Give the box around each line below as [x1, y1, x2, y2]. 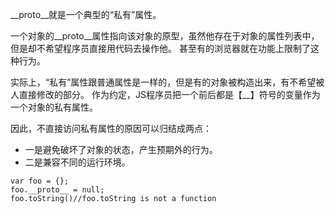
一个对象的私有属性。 [10, 101, 98, 113]
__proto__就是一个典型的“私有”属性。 [10, 9, 162, 20]
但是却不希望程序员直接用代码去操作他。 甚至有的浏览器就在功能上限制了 [10, 43, 311, 54]
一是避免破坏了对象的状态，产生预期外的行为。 [24, 144, 218, 155]
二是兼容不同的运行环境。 [24, 156, 131, 168]
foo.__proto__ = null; [10, 185, 105, 195]
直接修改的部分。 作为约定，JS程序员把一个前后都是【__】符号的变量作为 [18, 89, 321, 100]
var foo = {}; [10, 176, 70, 186]
